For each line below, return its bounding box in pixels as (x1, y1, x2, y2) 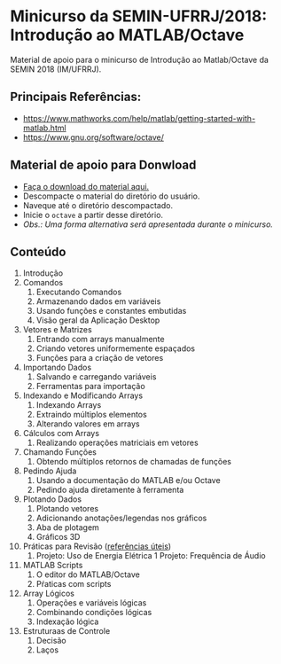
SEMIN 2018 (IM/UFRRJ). (10, 64, 102, 74)
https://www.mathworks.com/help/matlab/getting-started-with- (22, 113, 256, 123)
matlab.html (22, 122, 66, 133)
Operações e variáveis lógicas (35, 598, 147, 608)
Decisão (35, 636, 66, 646)
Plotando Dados (22, 494, 82, 504)
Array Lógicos (22, 588, 74, 599)
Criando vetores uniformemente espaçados (35, 343, 196, 354)
